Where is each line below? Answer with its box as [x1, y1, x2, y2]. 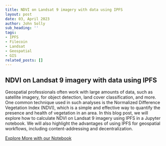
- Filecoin [5, 39, 28, 44]
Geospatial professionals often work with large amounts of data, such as [5, 89, 153, 95]
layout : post [5, 12, 32, 17]
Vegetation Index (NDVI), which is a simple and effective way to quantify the [5, 105, 161, 111]
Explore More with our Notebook [5, 135, 72, 141]
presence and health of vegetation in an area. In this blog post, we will [5, 110, 149, 116]
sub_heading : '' [5, 26, 39, 31]
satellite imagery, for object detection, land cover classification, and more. [5, 94, 157, 100]
